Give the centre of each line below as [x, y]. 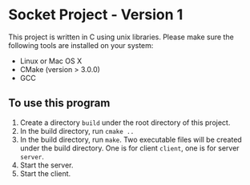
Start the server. [46, 165]
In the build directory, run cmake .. [77, 131]
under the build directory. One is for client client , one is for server [129, 148]
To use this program [59, 103]
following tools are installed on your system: [81, 45]
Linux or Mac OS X [51, 61]
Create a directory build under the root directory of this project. [125, 123]
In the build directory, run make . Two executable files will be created [131, 139]
